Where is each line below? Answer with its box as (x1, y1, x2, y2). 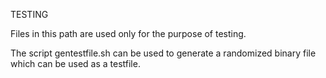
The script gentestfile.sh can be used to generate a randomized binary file (10, 47, 317, 59)
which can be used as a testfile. (10, 58, 141, 69)
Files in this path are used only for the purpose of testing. (10, 28, 247, 39)
